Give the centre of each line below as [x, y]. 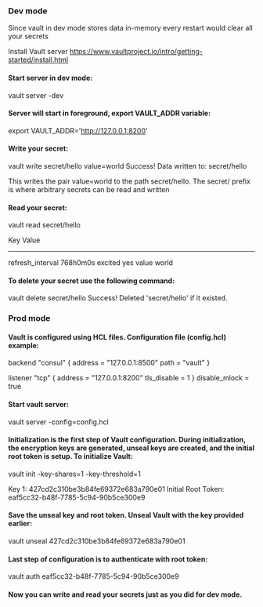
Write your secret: [38, 149]
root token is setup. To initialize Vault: [70, 456]
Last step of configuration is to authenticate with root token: [108, 559]
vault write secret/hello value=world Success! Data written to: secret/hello [128, 165]
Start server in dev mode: [50, 78]
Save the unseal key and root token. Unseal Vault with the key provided [126, 515]
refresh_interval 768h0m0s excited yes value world [91, 263]
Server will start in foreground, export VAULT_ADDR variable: [110, 113]
